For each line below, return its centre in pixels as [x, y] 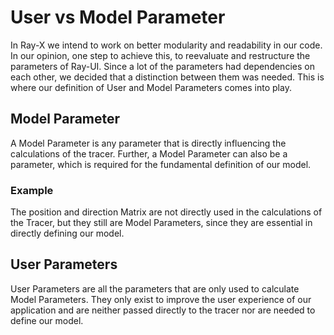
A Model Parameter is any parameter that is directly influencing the [148, 143]
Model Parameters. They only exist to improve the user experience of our [161, 299]
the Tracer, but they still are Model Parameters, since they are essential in [161, 223]
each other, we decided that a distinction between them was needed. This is [167, 77]
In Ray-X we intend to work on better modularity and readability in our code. [166, 45]
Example [32, 190]
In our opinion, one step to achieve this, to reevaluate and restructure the [160, 55]
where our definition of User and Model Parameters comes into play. [151, 87]
